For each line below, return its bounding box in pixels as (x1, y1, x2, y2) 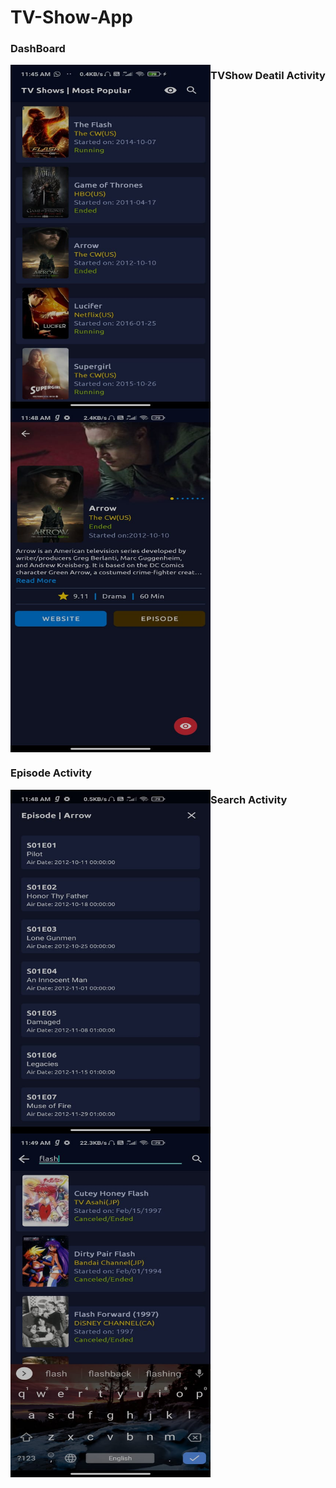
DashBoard (10, 42, 66, 56)
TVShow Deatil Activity (210, 69, 326, 83)
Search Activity (210, 793, 288, 807)
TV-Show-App (10, 6, 133, 29)
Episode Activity (10, 766, 93, 780)
